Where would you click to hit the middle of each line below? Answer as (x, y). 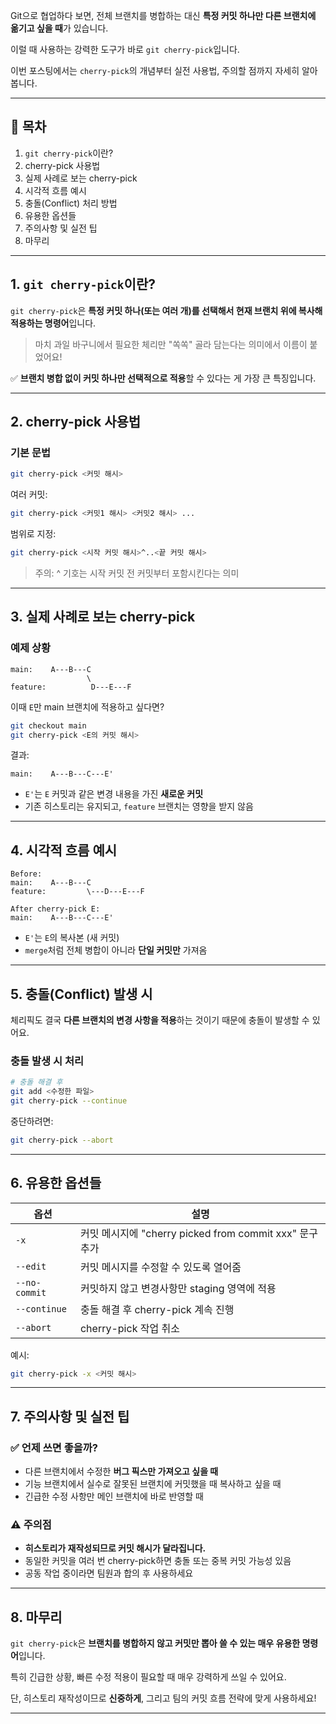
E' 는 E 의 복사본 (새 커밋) (72, 938)
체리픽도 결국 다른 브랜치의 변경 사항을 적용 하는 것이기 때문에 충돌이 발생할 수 (160, 1020)
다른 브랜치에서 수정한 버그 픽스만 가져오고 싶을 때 (121, 1471)
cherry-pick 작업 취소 (129, 1328)
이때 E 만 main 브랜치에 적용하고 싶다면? (87, 706)
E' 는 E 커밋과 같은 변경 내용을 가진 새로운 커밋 (114, 794)
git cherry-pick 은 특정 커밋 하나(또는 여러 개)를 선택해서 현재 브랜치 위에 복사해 (166, 310)
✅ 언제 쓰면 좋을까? (54, 1447)
